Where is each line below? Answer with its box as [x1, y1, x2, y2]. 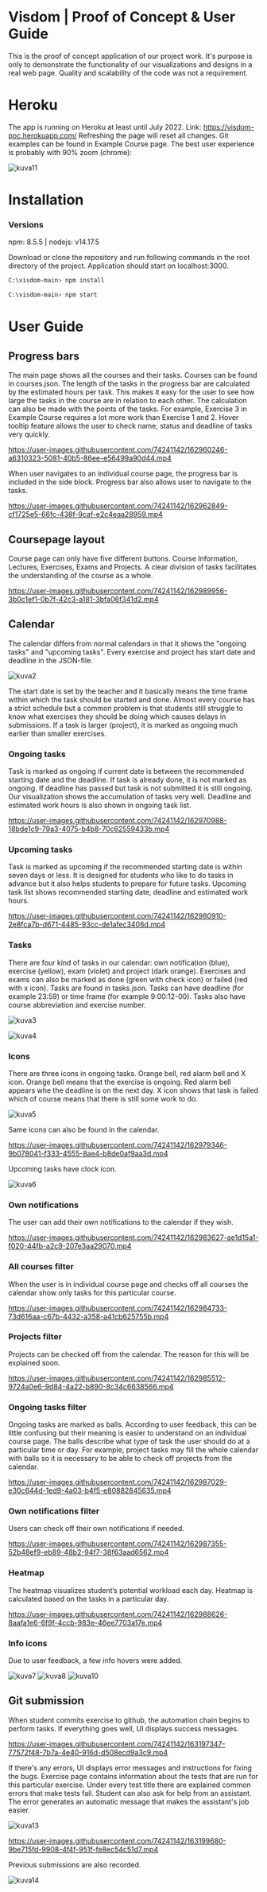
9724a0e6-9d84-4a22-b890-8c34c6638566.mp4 [8, 1381, 174, 1391]
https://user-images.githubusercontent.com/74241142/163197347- [8, 1739, 226, 1749]
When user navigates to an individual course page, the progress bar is [8, 469, 238, 479]
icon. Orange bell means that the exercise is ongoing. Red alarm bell [8, 1077, 232, 1086]
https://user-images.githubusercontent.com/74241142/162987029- [8, 1478, 228, 1487]
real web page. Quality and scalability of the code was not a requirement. [8, 68, 248, 77]
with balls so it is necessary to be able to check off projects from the [8, 1454, 233, 1463]
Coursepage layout [8, 533, 106, 546]
